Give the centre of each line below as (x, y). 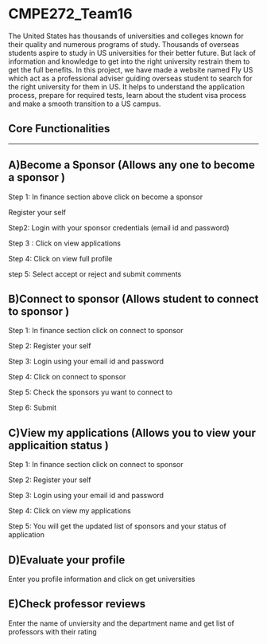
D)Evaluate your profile (67, 560)
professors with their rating (52, 631)
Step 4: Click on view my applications (70, 511)
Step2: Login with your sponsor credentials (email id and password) (119, 227)
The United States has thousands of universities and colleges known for (126, 36)
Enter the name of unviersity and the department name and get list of (121, 623)
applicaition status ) (58, 445)
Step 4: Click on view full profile (60, 258)
